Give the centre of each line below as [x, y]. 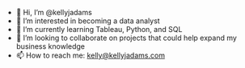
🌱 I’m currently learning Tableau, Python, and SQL [99, 29]
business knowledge [51, 46]
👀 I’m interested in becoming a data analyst [88, 21]
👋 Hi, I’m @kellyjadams [54, 12]
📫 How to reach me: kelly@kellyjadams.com [91, 55]
